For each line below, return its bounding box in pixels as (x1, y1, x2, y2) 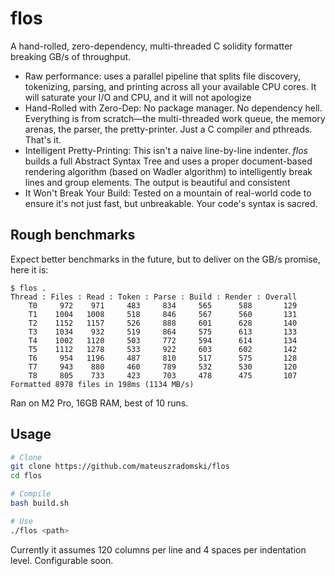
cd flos (10, 471, 43, 481)
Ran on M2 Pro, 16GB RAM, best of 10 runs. (10, 397, 189, 409)
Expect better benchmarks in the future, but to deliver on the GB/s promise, (10, 253, 321, 265)
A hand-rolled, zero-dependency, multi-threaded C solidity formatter (10, 40, 293, 52)
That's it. (24, 133, 62, 146)
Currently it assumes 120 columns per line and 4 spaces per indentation (10, 543, 307, 556)
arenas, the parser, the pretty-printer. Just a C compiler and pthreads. (24, 123, 313, 135)
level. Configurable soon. (10, 554, 114, 566)
